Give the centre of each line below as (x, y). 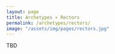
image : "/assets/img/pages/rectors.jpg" (58, 28)
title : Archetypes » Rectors (43, 17)
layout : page (23, 12)
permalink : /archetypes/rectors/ (48, 23)
